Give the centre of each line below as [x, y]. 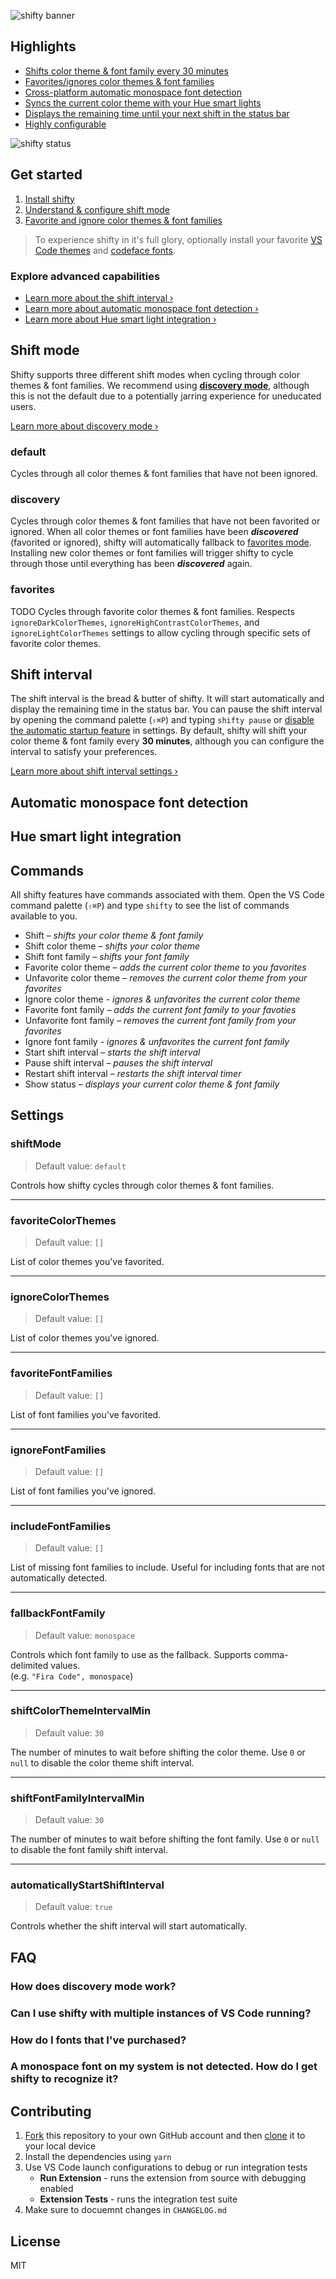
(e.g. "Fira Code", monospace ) [72, 1676]
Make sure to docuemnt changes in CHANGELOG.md [125, 2210]
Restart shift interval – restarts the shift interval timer [133, 1074]
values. [65, 1665]
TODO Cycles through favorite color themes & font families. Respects [152, 611]
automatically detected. [59, 1578]
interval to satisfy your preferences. [84, 752]
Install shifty [49, 199]
